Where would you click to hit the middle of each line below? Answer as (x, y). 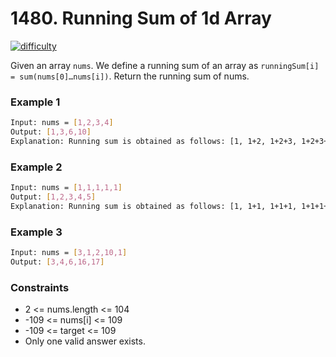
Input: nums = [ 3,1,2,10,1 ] (69, 253)
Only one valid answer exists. (85, 341)
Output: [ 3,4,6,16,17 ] (57, 262)
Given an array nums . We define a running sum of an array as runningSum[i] (165, 65)
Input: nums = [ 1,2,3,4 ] (62, 123)
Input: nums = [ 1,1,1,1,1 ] (66, 188)
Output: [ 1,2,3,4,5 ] (53, 197)
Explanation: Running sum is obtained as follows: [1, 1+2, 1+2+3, (154, 141)
